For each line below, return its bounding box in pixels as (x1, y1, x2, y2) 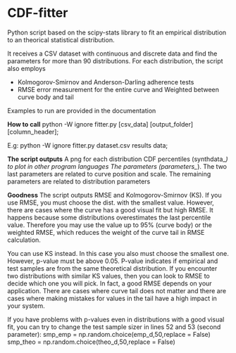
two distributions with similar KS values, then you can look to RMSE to (7, 271, 210, 280)
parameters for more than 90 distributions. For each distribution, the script (7, 56, 223, 65)
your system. (7, 301, 46, 310)
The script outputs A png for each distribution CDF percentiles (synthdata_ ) (7, 155, 228, 163)
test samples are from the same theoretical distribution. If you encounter (7, 264, 218, 272)
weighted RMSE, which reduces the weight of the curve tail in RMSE (7, 228, 205, 236)
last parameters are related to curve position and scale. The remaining (7, 169, 211, 178)
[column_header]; (7, 127, 59, 136)
